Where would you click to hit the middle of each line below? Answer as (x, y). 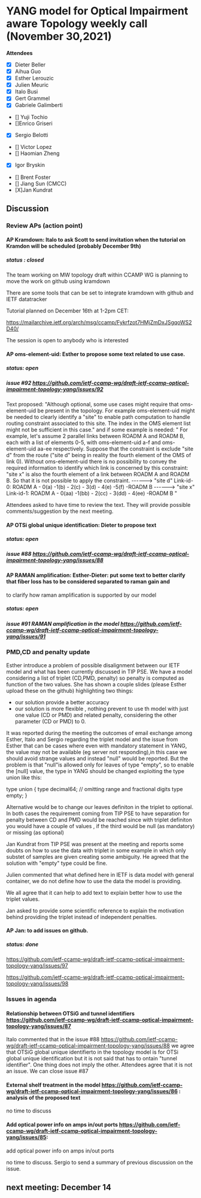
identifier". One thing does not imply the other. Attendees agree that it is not (99, 1065)
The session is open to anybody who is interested (67, 340)
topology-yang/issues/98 (37, 984)
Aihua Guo (28, 71)
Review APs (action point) (45, 226)
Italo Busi (26, 92)
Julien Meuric (32, 85)
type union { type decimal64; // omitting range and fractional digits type (95, 789)
